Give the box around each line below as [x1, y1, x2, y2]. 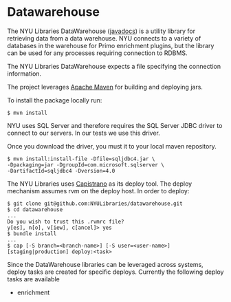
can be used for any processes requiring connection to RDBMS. [7, 49, 188, 57]
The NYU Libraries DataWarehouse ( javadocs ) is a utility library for [7, 27, 196, 35]
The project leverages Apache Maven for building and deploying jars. [7, 83, 203, 91]
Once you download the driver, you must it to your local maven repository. [7, 142, 217, 150]
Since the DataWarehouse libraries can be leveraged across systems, [7, 260, 204, 268]
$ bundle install [7, 230, 57, 237]
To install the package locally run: [7, 96, 102, 104]
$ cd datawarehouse [7, 206, 63, 213]
